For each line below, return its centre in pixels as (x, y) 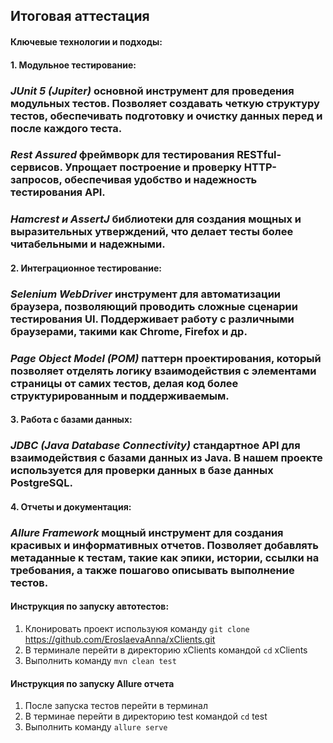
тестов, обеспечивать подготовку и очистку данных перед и (166, 116)
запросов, (36, 180)
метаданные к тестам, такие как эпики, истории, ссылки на (165, 557)
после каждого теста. (66, 128)
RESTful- (259, 155)
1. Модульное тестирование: (73, 65)
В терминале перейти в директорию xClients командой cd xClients (166, 650)
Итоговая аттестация (80, 16)
